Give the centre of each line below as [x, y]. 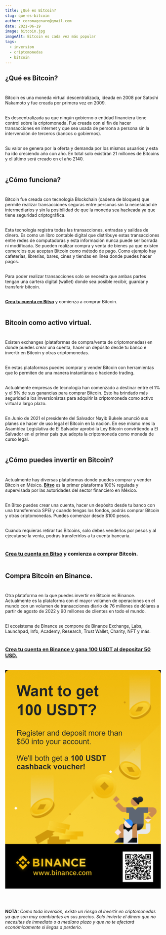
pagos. [12, 262]
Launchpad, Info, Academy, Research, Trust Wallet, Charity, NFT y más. [78, 631]
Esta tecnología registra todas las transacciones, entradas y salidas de [77, 230]
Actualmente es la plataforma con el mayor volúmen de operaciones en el [80, 601]
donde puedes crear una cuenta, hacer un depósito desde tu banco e [76, 347]
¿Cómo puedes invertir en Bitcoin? [59, 460]
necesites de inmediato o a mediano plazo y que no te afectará [70, 922]
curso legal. [17, 439]
